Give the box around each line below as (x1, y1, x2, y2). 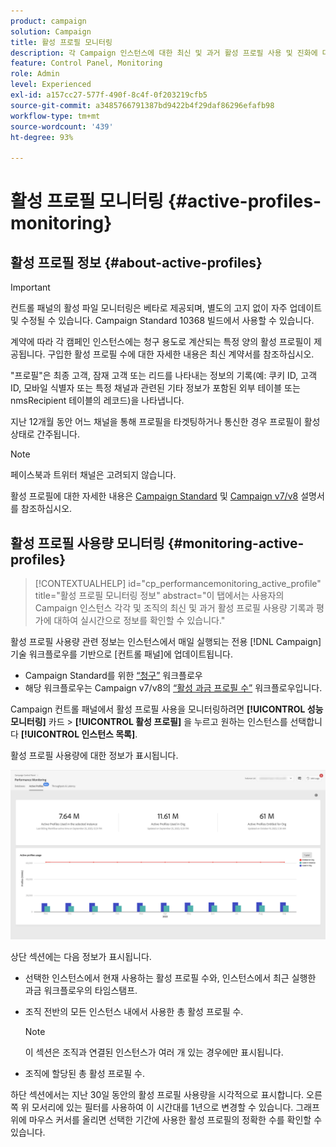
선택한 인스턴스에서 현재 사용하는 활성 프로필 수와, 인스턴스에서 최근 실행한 (24, 971, 317, 984)
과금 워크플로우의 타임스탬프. (24, 984, 138, 996)
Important (10, 281, 51, 294)
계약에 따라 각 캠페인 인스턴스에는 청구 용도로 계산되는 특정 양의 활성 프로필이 (10, 336, 312, 348)
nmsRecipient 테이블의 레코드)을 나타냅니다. (10, 395, 185, 407)
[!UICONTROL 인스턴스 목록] (20, 728, 136, 740)
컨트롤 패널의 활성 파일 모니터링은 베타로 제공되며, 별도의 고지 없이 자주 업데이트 (10, 302, 323, 314)
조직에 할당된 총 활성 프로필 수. (24, 1067, 145, 1079)
